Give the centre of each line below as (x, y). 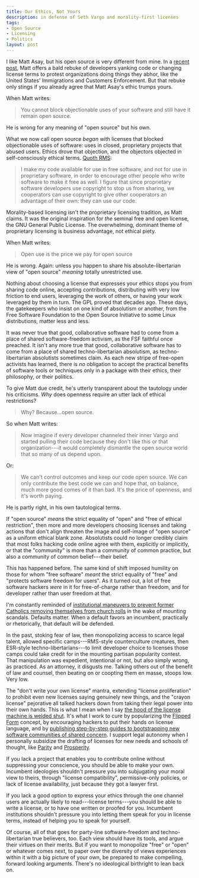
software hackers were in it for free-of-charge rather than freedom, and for (98, 587)
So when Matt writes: (32, 424)
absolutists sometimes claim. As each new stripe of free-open (108, 358)
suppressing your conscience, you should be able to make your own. (90, 765)
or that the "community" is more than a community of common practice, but (99, 550)
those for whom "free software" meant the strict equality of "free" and (92, 574)
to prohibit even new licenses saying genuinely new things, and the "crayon (98, 697)
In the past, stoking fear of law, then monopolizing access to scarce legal (95, 635)
